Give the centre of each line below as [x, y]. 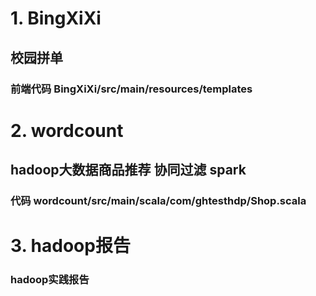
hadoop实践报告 [50, 280]
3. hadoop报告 [70, 246]
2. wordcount [67, 130]
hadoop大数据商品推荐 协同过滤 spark [128, 170]
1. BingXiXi [56, 18]
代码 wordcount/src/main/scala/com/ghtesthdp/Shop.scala [158, 200]
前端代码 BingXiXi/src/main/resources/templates [131, 89]
